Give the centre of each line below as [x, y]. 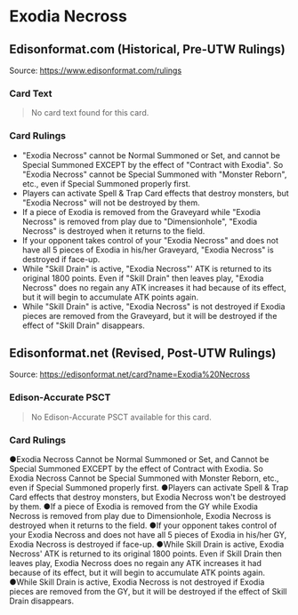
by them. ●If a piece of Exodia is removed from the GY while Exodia [133, 507]
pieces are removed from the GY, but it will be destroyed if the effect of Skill [148, 591]
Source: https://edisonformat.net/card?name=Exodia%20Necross [130, 374]
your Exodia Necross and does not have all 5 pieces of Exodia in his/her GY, [148, 535]
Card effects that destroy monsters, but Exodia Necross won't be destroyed [148, 497]
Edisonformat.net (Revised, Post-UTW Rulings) [143, 353]
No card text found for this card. [90, 113]
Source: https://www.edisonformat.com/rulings [96, 70]
